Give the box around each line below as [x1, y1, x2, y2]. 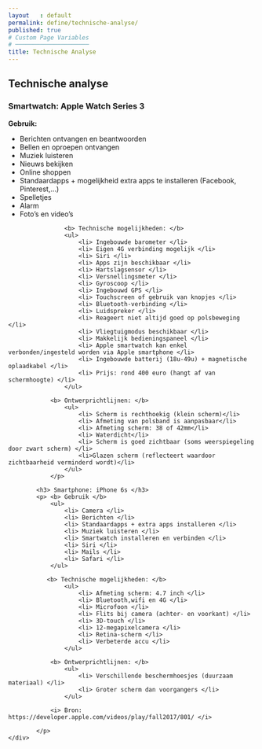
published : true [8, 26, 61, 34]
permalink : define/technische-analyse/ [8, 19, 139, 27]
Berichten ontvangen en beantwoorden [19, 134, 147, 143]
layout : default [8, 11, 72, 20]
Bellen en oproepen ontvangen [19, 142, 120, 152]
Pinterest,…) [19, 184, 60, 194]
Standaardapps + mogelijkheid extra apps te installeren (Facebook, [19, 175, 237, 185]
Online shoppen [19, 167, 71, 177]
